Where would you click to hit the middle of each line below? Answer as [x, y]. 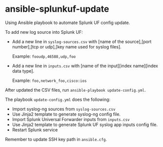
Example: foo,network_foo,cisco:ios [49, 80]
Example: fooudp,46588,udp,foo [44, 56]
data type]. [23, 71]
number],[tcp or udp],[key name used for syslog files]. [67, 47]
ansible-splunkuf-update [57, 9]
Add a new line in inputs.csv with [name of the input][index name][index [85, 66]
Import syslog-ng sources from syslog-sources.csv [64, 109]
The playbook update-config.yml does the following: [58, 99]
